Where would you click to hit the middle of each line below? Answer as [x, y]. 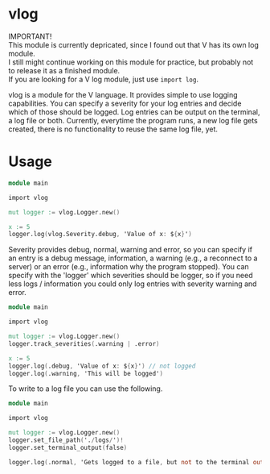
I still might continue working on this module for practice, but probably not [131, 62]
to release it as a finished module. [64, 70]
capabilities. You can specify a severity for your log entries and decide [125, 103]
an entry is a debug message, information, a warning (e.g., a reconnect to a [133, 258]
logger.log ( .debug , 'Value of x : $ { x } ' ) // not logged [102, 366]
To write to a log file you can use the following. [86, 389]
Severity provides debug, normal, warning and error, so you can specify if [131, 250]
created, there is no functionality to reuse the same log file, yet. [113, 129]
